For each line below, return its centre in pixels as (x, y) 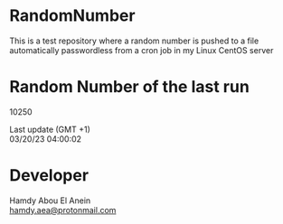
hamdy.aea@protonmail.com (63, 210)
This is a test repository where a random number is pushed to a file (134, 41)
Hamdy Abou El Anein (50, 201)
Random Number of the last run (130, 87)
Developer (49, 176)
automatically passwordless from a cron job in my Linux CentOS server (141, 50)
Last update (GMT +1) (50, 129)
